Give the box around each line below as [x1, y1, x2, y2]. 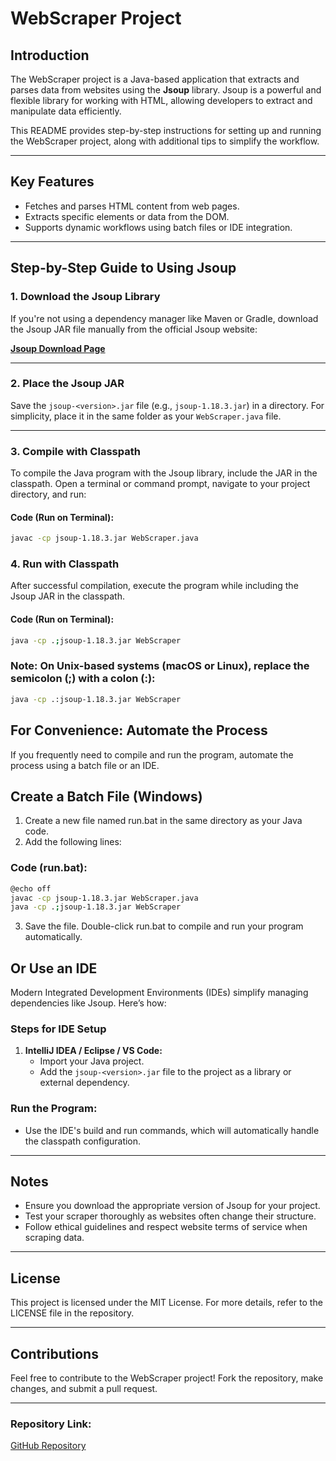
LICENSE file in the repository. [10, 1307, 135, 1319]
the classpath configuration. [24, 1135, 142, 1147]
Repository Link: [10, 1417, 92, 1431]
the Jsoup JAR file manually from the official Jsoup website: [10, 323, 258, 335]
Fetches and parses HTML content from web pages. [24, 200, 240, 212]
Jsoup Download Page [10, 342, 106, 354]
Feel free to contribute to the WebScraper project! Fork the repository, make [10, 1372, 324, 1384]
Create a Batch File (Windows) [10, 788, 203, 805]
